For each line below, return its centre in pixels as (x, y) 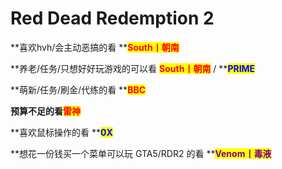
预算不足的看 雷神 (45, 111)
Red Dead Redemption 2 (112, 18)
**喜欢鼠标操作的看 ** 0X (61, 132)
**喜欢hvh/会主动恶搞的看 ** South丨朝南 (95, 47)
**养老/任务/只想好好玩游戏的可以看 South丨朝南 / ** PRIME (133, 68)
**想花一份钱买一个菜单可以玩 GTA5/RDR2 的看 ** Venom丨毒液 (141, 153)
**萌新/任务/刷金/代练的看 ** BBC (78, 89)
